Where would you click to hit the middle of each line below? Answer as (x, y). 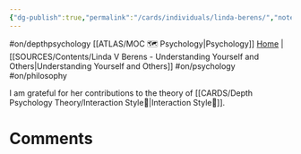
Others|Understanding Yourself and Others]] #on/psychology (122, 66)
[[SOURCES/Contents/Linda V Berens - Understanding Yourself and (134, 56)
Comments (51, 138)
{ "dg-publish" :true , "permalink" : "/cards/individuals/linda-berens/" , (142, 17)
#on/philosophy (38, 75)
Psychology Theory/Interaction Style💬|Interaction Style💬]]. (117, 102)
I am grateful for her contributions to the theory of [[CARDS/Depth (131, 93)
